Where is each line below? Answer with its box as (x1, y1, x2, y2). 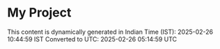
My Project (7, 5, 72, 21)
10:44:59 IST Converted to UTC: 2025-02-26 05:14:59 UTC (7, 35, 178, 43)
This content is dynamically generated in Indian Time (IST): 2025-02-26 (7, 28, 214, 36)
